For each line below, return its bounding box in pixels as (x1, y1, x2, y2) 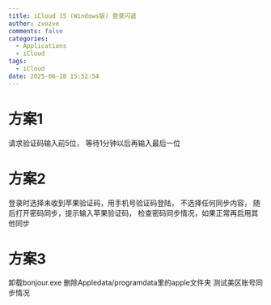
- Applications (15, 42, 67, 50)
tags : (8, 58, 27, 66)
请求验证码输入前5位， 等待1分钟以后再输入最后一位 (8, 138, 180, 148)
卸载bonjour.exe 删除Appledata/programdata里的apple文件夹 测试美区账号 (8, 277, 256, 288)
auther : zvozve (8, 19, 60, 28)
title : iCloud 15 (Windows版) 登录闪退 (8, 11, 137, 20)
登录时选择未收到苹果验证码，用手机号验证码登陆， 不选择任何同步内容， (8, 198, 252, 208)
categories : (8, 34, 49, 43)
